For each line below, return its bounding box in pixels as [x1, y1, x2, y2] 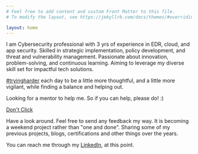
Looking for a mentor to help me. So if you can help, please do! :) [6, 95, 164, 102]
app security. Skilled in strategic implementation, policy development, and [6, 47, 186, 54]
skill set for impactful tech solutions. [6, 66, 94, 73]
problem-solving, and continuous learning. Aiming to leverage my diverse [6, 59, 184, 66]
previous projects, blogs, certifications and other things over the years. [6, 130, 179, 137]
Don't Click [6, 106, 34, 113]
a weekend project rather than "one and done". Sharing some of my [6, 124, 170, 131]
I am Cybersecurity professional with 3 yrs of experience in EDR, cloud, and [6, 41, 190, 48]
